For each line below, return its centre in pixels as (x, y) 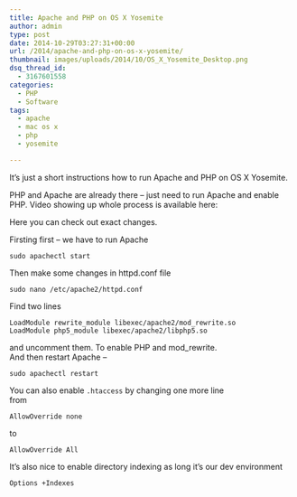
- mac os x (38, 127)
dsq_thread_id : (38, 69)
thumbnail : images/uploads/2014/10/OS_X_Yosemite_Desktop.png (129, 60)
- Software (38, 102)
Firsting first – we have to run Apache (79, 239)
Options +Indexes (42, 483)
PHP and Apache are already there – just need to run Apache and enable (144, 194)
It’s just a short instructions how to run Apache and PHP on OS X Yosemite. (149, 177)
